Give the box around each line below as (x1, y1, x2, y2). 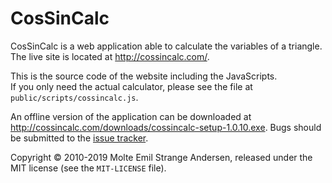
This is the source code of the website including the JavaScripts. (10, 70, 278, 82)
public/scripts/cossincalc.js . (10, 91, 139, 103)
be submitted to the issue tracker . (10, 132, 149, 144)
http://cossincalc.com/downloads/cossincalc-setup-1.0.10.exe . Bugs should (10, 121, 322, 133)
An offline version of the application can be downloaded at (10, 110, 252, 122)
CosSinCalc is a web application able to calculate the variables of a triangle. (10, 40, 323, 52)
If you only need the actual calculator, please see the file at (10, 80, 253, 92)
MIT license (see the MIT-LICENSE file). (10, 162, 167, 174)
